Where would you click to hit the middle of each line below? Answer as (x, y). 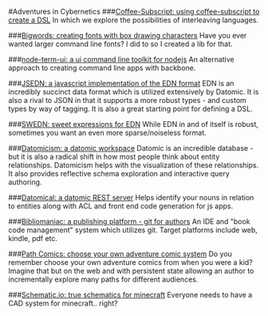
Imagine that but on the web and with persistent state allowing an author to (131, 271)
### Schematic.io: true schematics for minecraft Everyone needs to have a (130, 295)
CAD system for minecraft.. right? (63, 303)
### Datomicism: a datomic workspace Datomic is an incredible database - (131, 148)
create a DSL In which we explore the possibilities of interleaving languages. (134, 20)
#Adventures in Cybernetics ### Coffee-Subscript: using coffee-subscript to (134, 12)
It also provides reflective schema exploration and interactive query (119, 174)
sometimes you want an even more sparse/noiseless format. (108, 132)
